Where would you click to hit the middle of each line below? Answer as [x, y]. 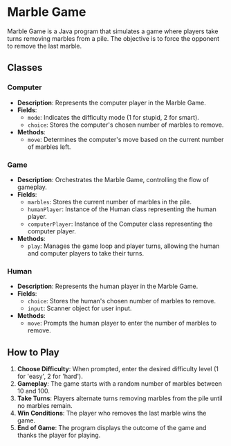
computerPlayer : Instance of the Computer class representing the [120, 224]
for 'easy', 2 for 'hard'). [50, 376]
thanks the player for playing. [59, 435]
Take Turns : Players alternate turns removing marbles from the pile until [120, 398]
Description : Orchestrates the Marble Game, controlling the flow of [113, 179]
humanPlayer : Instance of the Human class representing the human [122, 209]
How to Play [34, 352]
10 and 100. [33, 391]
